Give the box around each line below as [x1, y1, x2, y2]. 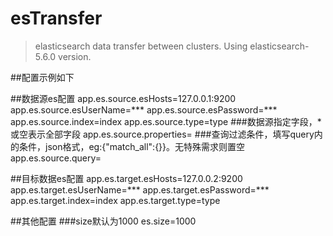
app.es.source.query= [10, 152, 102, 164]
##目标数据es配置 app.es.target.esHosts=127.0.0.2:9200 [10, 172, 243, 184]
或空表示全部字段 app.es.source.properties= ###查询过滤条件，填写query [10, 128, 315, 140]
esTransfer [10, 7, 103, 30]
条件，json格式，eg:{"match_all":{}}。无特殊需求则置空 [18, 140, 246, 152]
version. [58, 50, 92, 62]
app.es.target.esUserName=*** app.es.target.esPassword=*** [10, 183, 270, 196]
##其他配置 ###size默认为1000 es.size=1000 [10, 215, 197, 227]
